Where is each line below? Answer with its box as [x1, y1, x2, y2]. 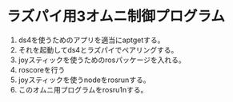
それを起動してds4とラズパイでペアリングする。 [18, 45, 179, 54]
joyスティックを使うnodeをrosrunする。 [18, 75, 151, 84]
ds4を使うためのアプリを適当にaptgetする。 [18, 35, 165, 45]
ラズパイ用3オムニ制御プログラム [6, 7, 225, 25]
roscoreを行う [18, 65, 66, 74]
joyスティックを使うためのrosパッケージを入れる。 [18, 55, 186, 65]
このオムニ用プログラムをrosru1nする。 [18, 84, 148, 94]
